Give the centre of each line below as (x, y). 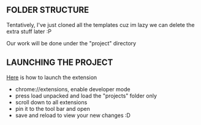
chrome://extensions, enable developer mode (73, 89)
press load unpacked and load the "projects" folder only (86, 96)
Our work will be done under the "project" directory (71, 43)
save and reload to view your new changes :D (73, 115)
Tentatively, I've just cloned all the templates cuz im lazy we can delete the (100, 25)
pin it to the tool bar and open (52, 108)
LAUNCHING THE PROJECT (60, 63)
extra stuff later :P (29, 31)
